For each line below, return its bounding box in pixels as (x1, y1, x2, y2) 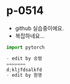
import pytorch (6, 44, 45, 51)
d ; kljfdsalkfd (6, 66, 43, 73)
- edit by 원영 (6, 72, 43, 79)
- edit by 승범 (6, 55, 43, 61)
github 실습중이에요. (15, 24, 64, 32)
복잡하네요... (15, 32, 45, 40)
